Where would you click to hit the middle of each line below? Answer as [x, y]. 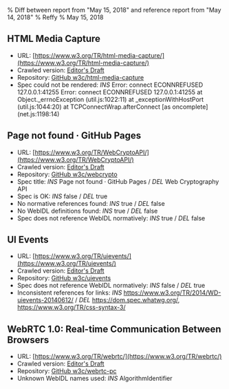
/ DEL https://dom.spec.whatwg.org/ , [128, 300]
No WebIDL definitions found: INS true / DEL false [87, 211]
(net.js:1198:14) [38, 114]
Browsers [28, 340]
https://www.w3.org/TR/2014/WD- [172, 293]
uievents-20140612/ [45, 300]
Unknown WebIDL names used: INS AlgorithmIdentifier [95, 379]
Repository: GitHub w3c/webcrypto [67, 174]
